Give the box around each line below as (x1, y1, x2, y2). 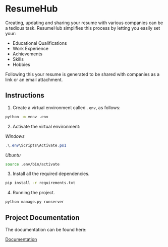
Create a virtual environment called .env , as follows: (12, 104, 121, 111)
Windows (5, 133, 25, 139)
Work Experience (12, 45, 49, 51)
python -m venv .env (5, 114, 49, 119)
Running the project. (12, 190, 55, 196)
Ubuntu (5, 152, 21, 158)
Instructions (5, 91, 44, 100)
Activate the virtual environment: (12, 123, 81, 129)
